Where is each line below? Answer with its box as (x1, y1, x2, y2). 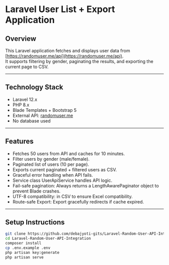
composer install (5, 241, 42, 246)
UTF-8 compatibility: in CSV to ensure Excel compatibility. (12, 193, 133, 200)
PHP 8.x (12, 102, 30, 108)
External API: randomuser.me (12, 112, 73, 118)
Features (5, 137, 34, 146)
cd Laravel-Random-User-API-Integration (5, 236, 92, 241)
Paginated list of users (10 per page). (12, 161, 90, 167)
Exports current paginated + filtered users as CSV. (12, 166, 117, 172)
